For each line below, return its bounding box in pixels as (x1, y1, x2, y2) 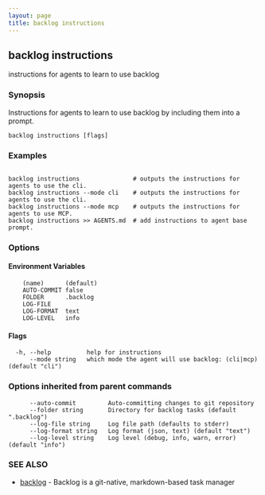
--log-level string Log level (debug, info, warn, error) (29, 434, 237, 442)
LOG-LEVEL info (22, 314, 80, 322)
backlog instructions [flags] (8, 131, 109, 139)
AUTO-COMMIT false (22, 286, 84, 294)
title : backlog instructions (8, 19, 105, 27)
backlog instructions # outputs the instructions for (8, 174, 240, 183)
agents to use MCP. (8, 209, 73, 217)
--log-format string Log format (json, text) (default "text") (29, 427, 251, 435)
